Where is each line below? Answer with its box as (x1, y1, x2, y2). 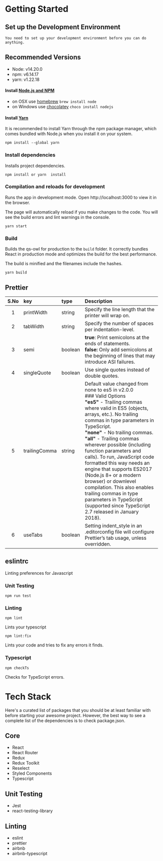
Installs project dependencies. (5, 162, 65, 169)
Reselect (12, 765, 30, 771)
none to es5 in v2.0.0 (84, 386, 133, 393)
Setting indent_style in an (84, 522, 142, 529)
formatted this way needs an (84, 459, 150, 466)
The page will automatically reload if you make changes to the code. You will (5, 209, 158, 215)
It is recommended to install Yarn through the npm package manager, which (5, 126, 157, 132)
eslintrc (5, 557, 29, 566)
